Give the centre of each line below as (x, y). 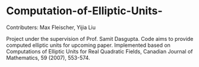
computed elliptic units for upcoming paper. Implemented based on (89, 45)
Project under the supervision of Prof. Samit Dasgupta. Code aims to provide (100, 39)
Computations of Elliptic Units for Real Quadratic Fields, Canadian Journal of (99, 51)
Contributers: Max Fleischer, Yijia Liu (51, 27)
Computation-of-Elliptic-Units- (84, 11)
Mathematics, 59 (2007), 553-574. (48, 58)
